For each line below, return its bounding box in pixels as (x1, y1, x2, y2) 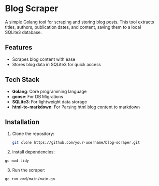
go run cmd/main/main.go (5, 177, 55, 182)
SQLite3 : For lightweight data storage (12, 99, 87, 104)
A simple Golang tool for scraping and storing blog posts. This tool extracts (5, 19, 155, 25)
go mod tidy (5, 158, 29, 163)
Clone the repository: (12, 131, 55, 136)
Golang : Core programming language (12, 88, 87, 94)
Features (5, 43, 32, 51)
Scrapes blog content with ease (12, 56, 76, 62)
